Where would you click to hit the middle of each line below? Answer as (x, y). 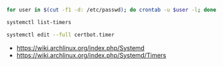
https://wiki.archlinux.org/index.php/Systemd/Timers (91, 55)
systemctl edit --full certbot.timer (61, 34)
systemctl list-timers (39, 22)
